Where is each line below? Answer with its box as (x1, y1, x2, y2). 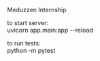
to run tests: (7, 39, 41, 47)
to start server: (7, 19, 49, 26)
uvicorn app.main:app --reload (7, 26, 93, 34)
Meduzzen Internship (7, 6, 67, 14)
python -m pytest (7, 47, 56, 54)
